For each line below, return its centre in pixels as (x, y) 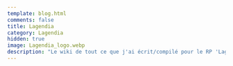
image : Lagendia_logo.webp (46, 45)
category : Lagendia (35, 33)
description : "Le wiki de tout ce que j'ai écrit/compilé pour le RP (110, 52)
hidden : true (26, 39)
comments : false (31, 20)
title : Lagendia (31, 26)
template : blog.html (37, 13)
